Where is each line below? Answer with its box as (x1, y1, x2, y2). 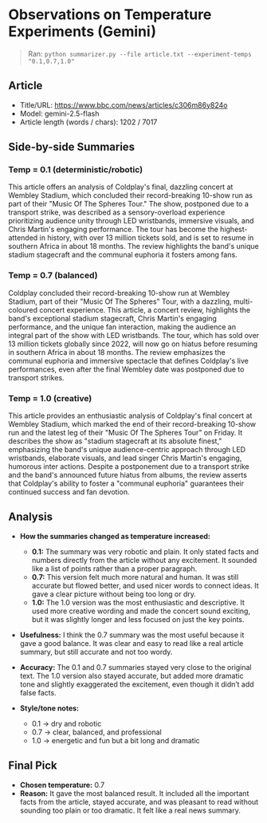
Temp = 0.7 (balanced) (8, 270, 98, 281)
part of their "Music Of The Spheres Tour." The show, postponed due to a (8, 199, 249, 209)
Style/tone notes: (19, 703, 80, 713)
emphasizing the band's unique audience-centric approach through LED (8, 445, 245, 455)
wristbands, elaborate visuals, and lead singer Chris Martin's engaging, (8, 453, 242, 463)
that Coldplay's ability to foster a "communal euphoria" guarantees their (8, 478, 245, 488)
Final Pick (8, 759, 57, 773)
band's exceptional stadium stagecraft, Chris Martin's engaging (8, 313, 218, 323)
